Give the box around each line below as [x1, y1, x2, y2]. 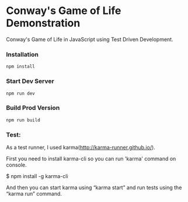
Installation [6, 50, 39, 58]
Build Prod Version [6, 104, 60, 112]
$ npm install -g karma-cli [6, 173, 68, 180]
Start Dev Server [6, 77, 54, 85]
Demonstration [6, 16, 81, 30]
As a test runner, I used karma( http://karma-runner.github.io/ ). [6, 144, 156, 151]
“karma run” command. [6, 190, 62, 197]
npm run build [6, 117, 41, 123]
